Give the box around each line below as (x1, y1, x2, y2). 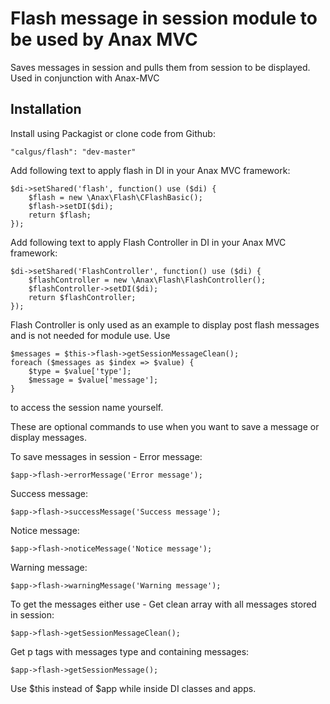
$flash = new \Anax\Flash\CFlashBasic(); (28, 192, 203, 202)
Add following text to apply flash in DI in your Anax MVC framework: (10, 164, 291, 176)
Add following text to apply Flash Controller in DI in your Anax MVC (10, 236, 287, 248)
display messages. (10, 431, 88, 443)
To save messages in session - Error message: (10, 450, 203, 462)
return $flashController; (28, 292, 137, 302)
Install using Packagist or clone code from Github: (10, 127, 216, 139)
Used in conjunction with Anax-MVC (10, 72, 160, 84)
